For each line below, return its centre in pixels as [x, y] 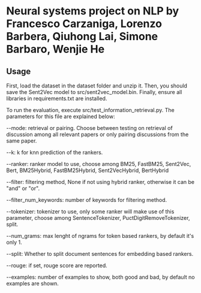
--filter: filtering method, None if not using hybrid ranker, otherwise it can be [100, 182]
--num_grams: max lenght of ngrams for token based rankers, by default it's [100, 236]
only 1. [14, 242]
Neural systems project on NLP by [93, 11]
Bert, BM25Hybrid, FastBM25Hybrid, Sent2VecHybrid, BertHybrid [88, 170]
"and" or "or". [23, 188]
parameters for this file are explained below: [61, 116]
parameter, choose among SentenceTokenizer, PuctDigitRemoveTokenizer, [98, 218]
